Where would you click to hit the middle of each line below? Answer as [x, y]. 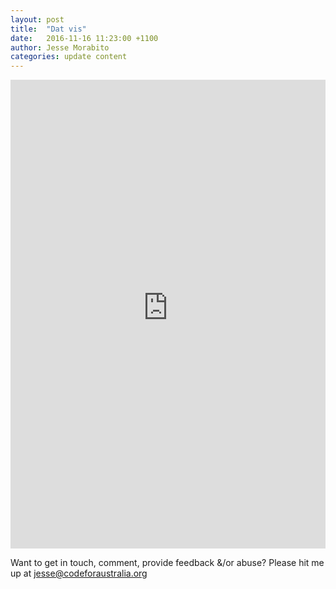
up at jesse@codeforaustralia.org [79, 573]
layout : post [37, 19]
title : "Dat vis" [48, 29]
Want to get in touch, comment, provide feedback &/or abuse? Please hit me [167, 563]
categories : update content [69, 57]
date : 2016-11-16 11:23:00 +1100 [84, 38]
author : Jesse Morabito [60, 47]
